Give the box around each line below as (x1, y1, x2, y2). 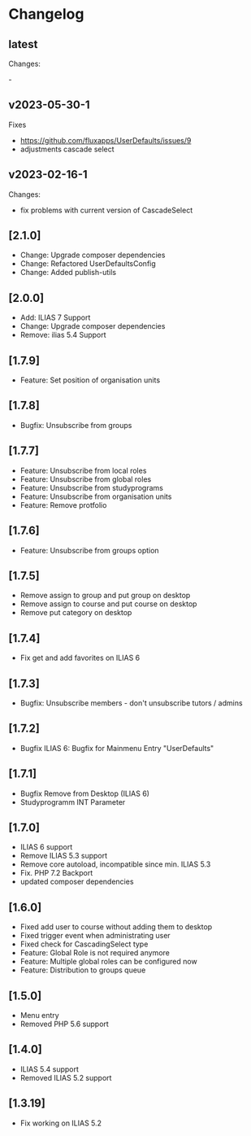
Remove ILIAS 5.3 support (19, 851, 108, 861)
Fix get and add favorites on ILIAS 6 (19, 653, 141, 663)
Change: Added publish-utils (19, 268, 116, 277)
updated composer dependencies (19, 876, 134, 887)
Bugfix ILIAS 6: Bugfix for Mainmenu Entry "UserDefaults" (19, 743, 214, 753)
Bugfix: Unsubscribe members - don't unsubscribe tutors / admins (19, 697, 243, 708)
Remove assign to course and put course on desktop (19, 599, 197, 609)
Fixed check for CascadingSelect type (19, 939, 149, 949)
